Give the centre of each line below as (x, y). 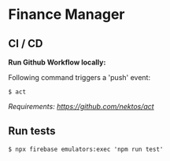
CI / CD (26, 44)
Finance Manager (67, 15)
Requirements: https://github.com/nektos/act (81, 106)
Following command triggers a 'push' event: (79, 77)
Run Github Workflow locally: (57, 62)
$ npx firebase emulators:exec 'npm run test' (86, 149)
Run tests (32, 131)
